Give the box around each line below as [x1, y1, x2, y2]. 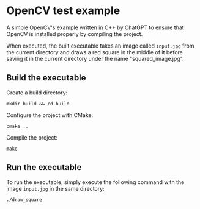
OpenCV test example [6, 4, 120, 18]
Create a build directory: [6, 89, 68, 96]
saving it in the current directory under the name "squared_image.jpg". [6, 55, 185, 62]
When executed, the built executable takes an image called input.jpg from [6, 42, 194, 49]
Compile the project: [6, 133, 58, 141]
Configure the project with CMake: [6, 111, 94, 119]
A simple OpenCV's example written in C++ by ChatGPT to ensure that [6, 24, 185, 31]
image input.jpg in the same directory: [6, 185, 105, 192]
